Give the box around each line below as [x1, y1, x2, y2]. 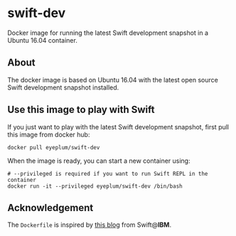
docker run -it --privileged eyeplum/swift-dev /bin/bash [7, 183, 183, 190]
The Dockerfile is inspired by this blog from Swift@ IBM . [7, 220, 172, 229]
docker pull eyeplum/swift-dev [7, 144, 100, 151]
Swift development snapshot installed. [7, 83, 119, 92]
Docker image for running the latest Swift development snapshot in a [7, 28, 208, 37]
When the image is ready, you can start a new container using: [7, 156, 191, 165]
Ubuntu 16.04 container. [7, 36, 78, 44]
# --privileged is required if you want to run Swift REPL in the [7, 170, 208, 177]
